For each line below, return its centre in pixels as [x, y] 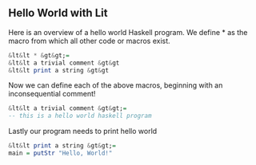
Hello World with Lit [58, 13]
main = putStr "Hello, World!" [60, 153]
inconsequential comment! [52, 94]
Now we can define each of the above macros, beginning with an [116, 85]
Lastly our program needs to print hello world [83, 132]
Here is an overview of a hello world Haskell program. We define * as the [128, 32]
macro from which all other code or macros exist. [89, 41]
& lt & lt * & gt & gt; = [39, 55]
